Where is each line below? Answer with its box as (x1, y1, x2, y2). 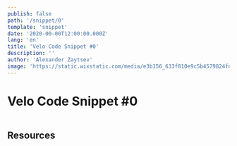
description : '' (7, 50, 55, 57)
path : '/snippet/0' (7, 17, 65, 24)
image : (7, 63, 27, 70)
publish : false (7, 10, 52, 18)
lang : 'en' (7, 37, 39, 44)
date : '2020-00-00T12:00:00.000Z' (7, 30, 109, 37)
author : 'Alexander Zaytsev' (7, 56, 93, 63)
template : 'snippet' (7, 23, 68, 30)
